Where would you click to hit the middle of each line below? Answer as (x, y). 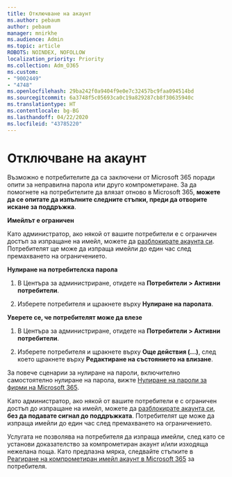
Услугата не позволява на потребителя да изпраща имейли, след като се (116, 437)
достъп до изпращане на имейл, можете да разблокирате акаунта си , (111, 409)
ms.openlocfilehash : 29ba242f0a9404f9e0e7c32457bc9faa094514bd (101, 91)
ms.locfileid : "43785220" (44, 124)
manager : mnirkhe (32, 33)
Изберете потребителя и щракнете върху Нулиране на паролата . (115, 304)
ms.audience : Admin (35, 40)
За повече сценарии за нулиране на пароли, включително (94, 373)
